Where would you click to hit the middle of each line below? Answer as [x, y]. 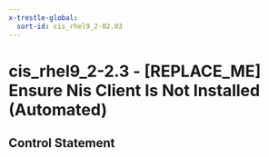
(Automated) [58, 109]
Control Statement [62, 143]
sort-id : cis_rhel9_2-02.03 [70, 26]
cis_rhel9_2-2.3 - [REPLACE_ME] [135, 71]
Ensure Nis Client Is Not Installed [134, 90]
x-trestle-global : [43, 18]
